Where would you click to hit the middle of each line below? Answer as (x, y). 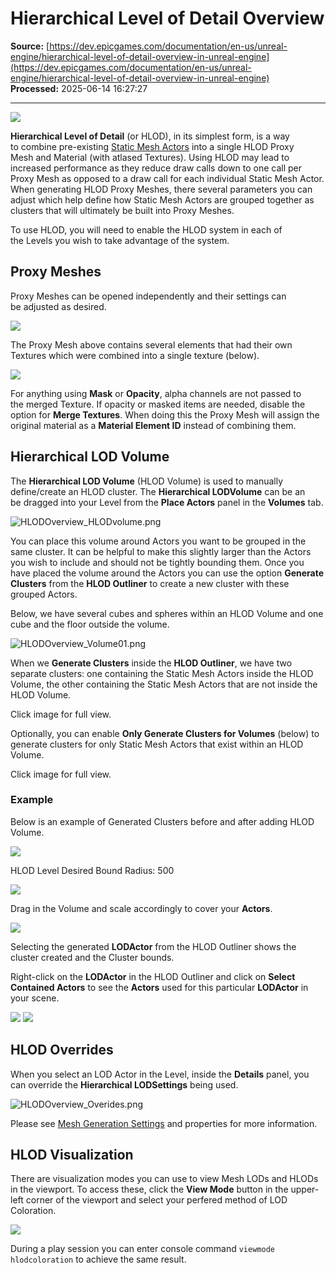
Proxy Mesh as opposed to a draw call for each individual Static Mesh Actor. (167, 178)
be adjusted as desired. (58, 306)
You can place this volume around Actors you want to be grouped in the (158, 541)
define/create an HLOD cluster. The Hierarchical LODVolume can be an (158, 491)
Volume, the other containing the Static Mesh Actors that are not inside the (164, 684)
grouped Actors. (44, 594)
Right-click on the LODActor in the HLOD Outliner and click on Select (153, 976)
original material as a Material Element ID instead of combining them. (153, 425)
